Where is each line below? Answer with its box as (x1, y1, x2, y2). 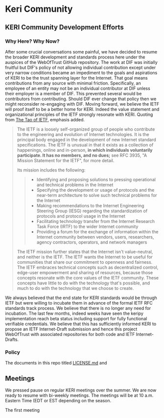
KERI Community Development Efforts (5, 23, 124, 31)
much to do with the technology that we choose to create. (17, 285, 134, 291)
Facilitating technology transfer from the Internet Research (36, 218, 155, 224)
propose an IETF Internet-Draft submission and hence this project (5, 326, 138, 332)
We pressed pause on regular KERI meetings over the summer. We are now (5, 387, 157, 393)
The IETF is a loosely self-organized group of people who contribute (17, 126, 155, 132)
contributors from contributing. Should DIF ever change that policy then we (5, 96, 157, 102)
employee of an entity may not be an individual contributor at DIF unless (5, 85, 150, 91)
